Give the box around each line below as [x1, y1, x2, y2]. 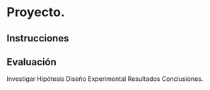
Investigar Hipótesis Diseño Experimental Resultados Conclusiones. [6, 75, 204, 83]
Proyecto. [6, 4, 65, 20]
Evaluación [6, 56, 57, 67]
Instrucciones [6, 32, 69, 44]
